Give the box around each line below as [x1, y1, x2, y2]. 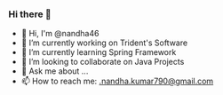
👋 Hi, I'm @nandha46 [20, 28, 100, 39]
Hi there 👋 [8, 8, 52, 20]
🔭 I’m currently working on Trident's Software [20, 37, 188, 48]
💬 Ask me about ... [20, 66, 89, 76]
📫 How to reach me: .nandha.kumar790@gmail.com [20, 75, 214, 87]
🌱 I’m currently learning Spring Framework [20, 47, 177, 58]
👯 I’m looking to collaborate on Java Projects [20, 57, 185, 67]
